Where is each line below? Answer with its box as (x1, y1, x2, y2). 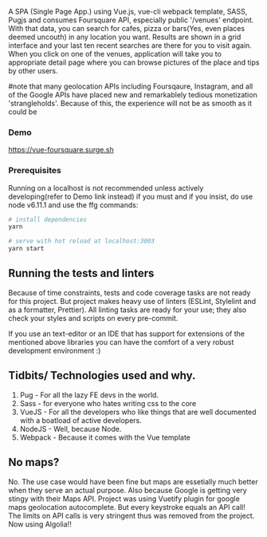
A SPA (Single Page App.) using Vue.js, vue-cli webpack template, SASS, (8, 7, 248, 16)
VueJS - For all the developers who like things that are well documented (19, 407, 257, 417)
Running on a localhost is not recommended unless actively (8, 183, 204, 192)
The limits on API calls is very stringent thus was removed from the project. (8, 511, 255, 520)
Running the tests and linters (8, 267, 155, 280)
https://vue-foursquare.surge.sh (8, 145, 114, 155)
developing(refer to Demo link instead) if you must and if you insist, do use (8, 192, 253, 201)
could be (8, 107, 37, 116)
